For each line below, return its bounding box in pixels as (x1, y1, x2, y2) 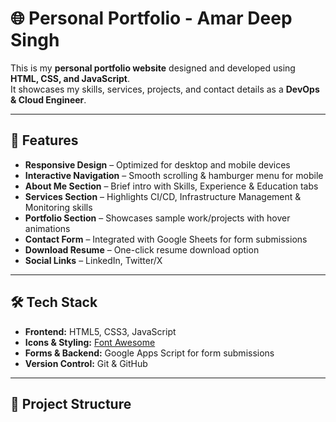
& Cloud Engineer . (10, 93, 87, 106)
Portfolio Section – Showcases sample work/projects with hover (24, 212, 291, 224)
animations (24, 222, 71, 234)
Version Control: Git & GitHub (24, 357, 148, 369)
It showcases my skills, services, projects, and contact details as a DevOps (10, 83, 320, 95)
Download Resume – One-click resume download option (24, 243, 260, 256)
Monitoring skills (24, 201, 93, 213)
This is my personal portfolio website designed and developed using (10, 62, 296, 74)
